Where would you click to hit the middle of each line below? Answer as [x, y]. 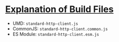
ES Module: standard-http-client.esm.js [56, 34]
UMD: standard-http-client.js [45, 23]
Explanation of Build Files [59, 9]
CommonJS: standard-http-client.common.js [60, 28]
